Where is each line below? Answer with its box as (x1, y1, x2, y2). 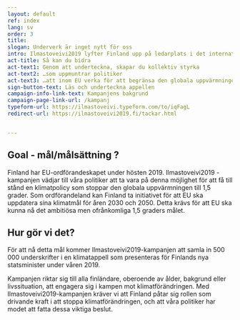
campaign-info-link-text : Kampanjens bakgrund (7, 90, 149, 97)
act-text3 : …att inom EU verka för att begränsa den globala (7, 76, 194, 84)
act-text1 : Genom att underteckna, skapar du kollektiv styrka (7, 64, 200, 71)
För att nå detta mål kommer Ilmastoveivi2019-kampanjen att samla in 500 (7, 246, 225, 254)
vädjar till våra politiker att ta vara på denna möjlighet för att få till (41, 176, 233, 184)
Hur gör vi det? (7, 226, 75, 239)
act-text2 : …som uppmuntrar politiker (7, 70, 123, 77)
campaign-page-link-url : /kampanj (7, 97, 111, 104)
